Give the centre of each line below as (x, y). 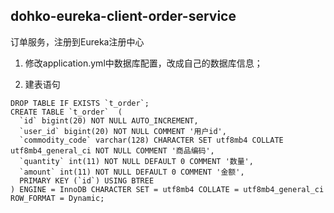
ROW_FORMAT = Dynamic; (57, 198)
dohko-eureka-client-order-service (123, 16)
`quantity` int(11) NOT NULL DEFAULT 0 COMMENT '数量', (136, 161)
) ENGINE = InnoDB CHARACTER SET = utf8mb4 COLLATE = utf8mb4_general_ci (167, 189)
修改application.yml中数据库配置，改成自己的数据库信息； (143, 63)
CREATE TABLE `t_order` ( (66, 112)
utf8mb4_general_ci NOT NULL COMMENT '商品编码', (112, 150)
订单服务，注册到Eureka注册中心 (77, 41)
